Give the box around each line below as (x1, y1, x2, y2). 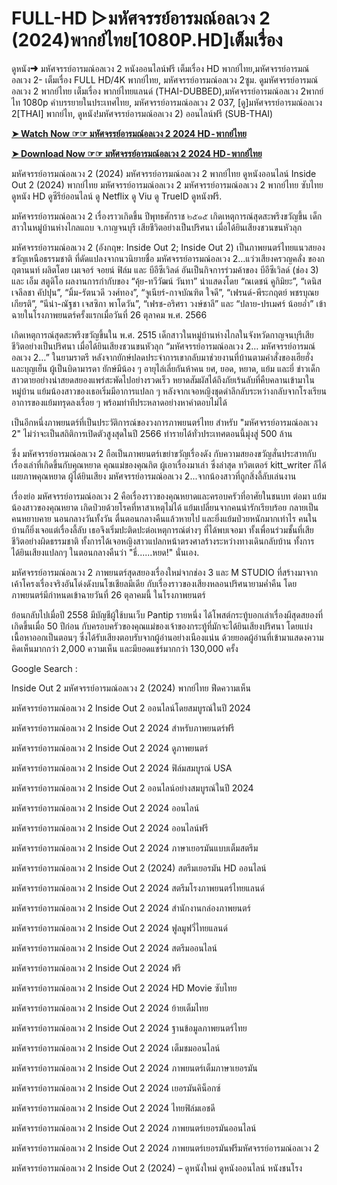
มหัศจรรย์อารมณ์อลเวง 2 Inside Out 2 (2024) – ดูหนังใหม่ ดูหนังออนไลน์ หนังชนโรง (11, 1162, 303, 1174)
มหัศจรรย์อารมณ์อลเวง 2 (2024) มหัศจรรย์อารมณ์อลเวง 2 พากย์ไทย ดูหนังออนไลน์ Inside (11, 167, 317, 179)
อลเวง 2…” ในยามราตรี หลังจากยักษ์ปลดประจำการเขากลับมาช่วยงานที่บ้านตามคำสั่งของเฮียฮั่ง (11, 351, 314, 363)
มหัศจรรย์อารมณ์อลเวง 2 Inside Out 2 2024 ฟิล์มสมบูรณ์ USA (11, 762, 233, 774)
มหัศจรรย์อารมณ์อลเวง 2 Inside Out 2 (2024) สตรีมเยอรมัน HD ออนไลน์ (11, 862, 267, 874)
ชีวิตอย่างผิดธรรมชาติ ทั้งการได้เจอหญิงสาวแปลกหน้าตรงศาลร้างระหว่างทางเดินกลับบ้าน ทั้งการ (11, 535, 315, 547)
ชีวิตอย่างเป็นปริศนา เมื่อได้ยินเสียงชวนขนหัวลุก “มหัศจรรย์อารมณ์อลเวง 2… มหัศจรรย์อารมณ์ (11, 340, 316, 352)
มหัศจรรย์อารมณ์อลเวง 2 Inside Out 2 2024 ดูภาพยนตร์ (11, 742, 209, 754)
